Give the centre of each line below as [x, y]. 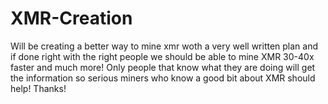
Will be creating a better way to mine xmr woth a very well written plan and [164, 46]
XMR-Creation [71, 18]
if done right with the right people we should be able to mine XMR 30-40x [162, 56]
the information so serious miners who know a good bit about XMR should [163, 78]
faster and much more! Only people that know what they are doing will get [163, 67]
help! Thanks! [38, 88]
